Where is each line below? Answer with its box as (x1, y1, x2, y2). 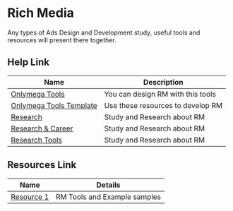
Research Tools (11, 135, 62, 145)
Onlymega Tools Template (11, 100, 97, 110)
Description (143, 77, 184, 87)
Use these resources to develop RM (104, 100, 223, 110)
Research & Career (11, 123, 73, 133)
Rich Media (7, 5, 74, 21)
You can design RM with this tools (104, 89, 217, 99)
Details (96, 180, 121, 190)
